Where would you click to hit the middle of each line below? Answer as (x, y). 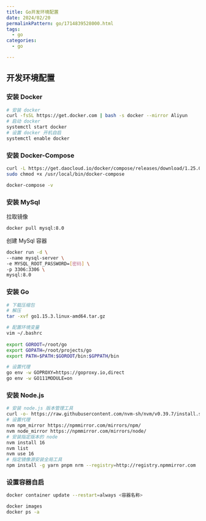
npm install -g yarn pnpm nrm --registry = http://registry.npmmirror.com (101, 466)
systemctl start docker (37, 127)
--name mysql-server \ (35, 258)
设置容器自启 (25, 482)
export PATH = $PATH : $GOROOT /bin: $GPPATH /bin (63, 356)
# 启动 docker (24, 121)
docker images (25, 506)
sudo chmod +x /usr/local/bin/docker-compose (65, 174)
